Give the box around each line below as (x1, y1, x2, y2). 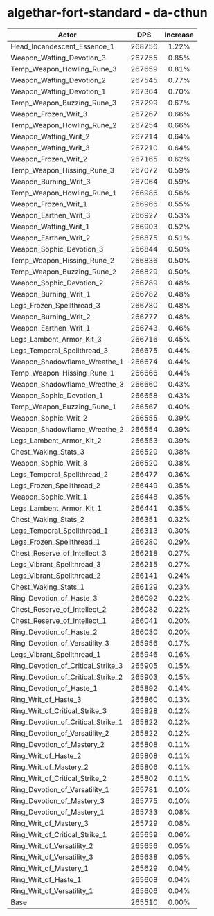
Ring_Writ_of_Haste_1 (10, 874, 82, 884)
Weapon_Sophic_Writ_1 (10, 492, 88, 502)
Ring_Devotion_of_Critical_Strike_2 (10, 672, 123, 682)
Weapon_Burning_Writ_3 (10, 177, 91, 186)
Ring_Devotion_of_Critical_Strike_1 (10, 717, 123, 727)
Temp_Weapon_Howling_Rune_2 (10, 120, 117, 130)
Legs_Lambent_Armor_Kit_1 (10, 503, 102, 513)
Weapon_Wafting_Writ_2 (10, 132, 90, 141)
